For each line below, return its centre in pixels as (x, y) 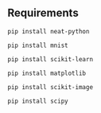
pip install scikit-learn (50, 59)
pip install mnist (38, 45)
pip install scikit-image (50, 87)
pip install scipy (38, 101)
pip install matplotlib (47, 73)
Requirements (43, 13)
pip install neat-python (49, 31)
